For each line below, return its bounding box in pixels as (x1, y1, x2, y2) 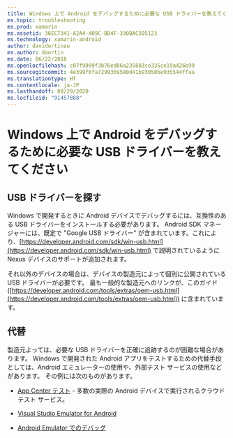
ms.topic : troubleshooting (7, 17, 86, 24)
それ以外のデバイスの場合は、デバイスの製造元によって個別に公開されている (7, 270, 227, 278)
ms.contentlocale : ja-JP (7, 82, 80, 89)
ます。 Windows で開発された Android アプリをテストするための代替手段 (13, 354, 222, 363)
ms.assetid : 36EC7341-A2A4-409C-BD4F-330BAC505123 (7, 29, 158, 37)
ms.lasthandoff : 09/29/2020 (7, 88, 89, 95)
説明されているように (158, 246, 220, 255)
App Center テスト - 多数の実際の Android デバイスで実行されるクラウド (17, 386, 225, 395)
